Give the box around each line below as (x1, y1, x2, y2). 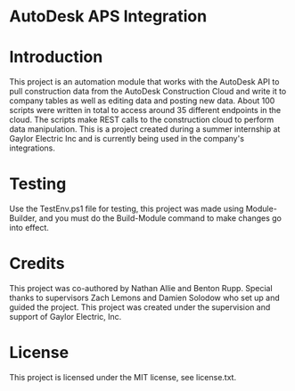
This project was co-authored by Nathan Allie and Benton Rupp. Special (9, 283, 274, 293)
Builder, (9, 213, 37, 224)
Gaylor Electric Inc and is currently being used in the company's (9, 134, 245, 144)
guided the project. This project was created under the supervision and (9, 302, 271, 313)
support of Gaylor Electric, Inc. (9, 312, 122, 322)
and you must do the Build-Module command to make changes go (38, 213, 283, 224)
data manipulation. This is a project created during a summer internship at (9, 124, 281, 134)
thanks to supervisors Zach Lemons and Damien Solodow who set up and (9, 292, 281, 303)
